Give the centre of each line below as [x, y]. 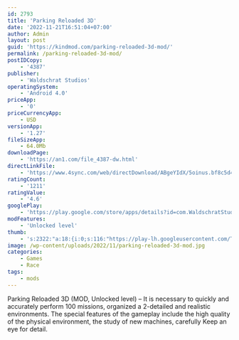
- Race [30, 265]
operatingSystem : [33, 87]
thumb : [17, 232]
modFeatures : [27, 219]
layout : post [27, 41]
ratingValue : [27, 193]
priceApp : [22, 100]
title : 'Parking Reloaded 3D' [52, 21]
